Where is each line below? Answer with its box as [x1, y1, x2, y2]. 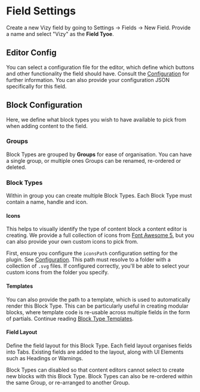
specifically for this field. [6, 83, 67, 90]
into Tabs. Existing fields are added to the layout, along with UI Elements [6, 348, 184, 355]
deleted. [6, 163, 27, 171]
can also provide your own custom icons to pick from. [6, 238, 139, 245]
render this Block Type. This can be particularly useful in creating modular [6, 302, 189, 309]
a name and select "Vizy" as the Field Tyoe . [6, 30, 115, 37]
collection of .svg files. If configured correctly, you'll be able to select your [6, 262, 190, 270]
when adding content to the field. [6, 122, 88, 129]
